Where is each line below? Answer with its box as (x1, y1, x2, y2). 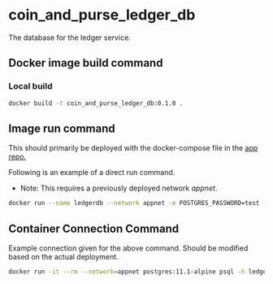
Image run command (8, 121, 115, 135)
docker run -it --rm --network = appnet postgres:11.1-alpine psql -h (8, 268, 245, 276)
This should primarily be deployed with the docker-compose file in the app (8, 143, 258, 153)
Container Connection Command (8, 221, 180, 235)
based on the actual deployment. (8, 252, 119, 261)
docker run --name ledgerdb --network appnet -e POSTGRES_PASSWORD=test (8, 199, 260, 208)
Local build (8, 81, 53, 92)
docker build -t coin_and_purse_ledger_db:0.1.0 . (8, 99, 184, 107)
